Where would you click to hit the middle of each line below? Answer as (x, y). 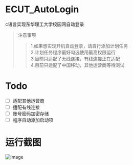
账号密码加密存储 (31, 114)
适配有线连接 (26, 107)
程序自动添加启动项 (33, 120)
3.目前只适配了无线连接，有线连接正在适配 (75, 58)
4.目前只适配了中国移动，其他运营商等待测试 (77, 65)
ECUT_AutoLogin (42, 9)
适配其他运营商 (28, 101)
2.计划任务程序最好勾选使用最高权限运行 (73, 52)
